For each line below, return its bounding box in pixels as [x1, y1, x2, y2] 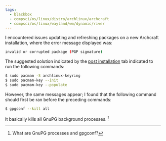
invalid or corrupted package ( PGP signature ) [5, 49, 103, 54]
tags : [5, 7, 16, 12]
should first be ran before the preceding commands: [5, 96, 112, 102]
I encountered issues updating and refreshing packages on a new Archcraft [5, 35, 159, 41]
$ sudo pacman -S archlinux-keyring [5, 73, 81, 78]
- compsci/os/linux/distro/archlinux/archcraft [9, 16, 110, 21]
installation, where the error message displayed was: [5, 40, 113, 46]
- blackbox [9, 12, 32, 17]
